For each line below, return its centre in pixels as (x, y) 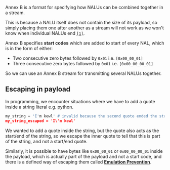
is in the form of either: (29, 48)
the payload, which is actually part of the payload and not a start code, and (83, 156)
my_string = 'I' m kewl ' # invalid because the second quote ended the (81, 116)
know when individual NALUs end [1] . (45, 33)
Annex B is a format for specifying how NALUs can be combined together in (84, 7)
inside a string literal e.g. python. (39, 107)
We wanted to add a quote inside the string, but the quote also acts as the (82, 131)
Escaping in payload (38, 89)
